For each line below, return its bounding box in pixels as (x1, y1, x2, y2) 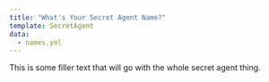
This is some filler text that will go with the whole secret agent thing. (9, 62, 262, 73)
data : (9, 29, 30, 38)
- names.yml (17, 37, 63, 47)
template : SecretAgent (9, 21, 94, 30)
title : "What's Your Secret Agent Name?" (9, 12, 167, 22)
